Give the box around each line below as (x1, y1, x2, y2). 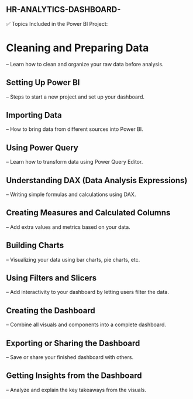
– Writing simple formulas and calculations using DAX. (6, 191, 136, 198)
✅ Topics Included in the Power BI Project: (6, 20, 108, 27)
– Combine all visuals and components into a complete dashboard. (6, 321, 167, 328)
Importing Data (6, 110, 63, 120)
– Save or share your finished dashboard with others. (6, 354, 133, 361)
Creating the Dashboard (6, 305, 95, 316)
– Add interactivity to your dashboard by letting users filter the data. (6, 289, 170, 296)
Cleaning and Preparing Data (6, 41, 149, 55)
